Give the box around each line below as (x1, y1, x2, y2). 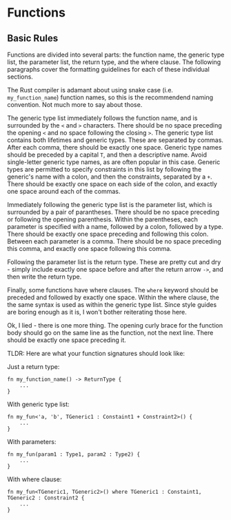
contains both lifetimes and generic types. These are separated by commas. (7, 136, 224, 144)
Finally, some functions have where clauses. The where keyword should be (7, 286, 219, 294)
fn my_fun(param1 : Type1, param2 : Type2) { (7, 451, 140, 458)
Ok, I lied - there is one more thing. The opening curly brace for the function (7, 321, 223, 329)
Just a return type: (7, 363, 60, 370)
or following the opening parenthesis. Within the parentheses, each (7, 215, 199, 223)
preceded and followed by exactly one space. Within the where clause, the (7, 293, 219, 301)
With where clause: (7, 475, 62, 483)
